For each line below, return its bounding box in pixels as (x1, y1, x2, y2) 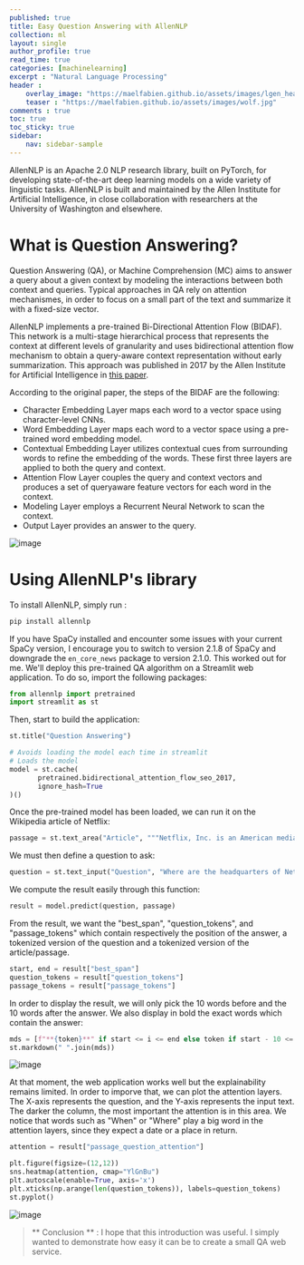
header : (9, 81, 43, 90)
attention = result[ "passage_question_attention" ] (9, 1143, 204, 1152)
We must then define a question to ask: (9, 850, 156, 861)
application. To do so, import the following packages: (9, 672, 207, 683)
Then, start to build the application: (9, 714, 140, 725)
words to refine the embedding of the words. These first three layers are (22, 452, 292, 463)
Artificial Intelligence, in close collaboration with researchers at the (9, 193, 258, 204)
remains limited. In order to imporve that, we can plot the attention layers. (9, 1086, 282, 1097)
